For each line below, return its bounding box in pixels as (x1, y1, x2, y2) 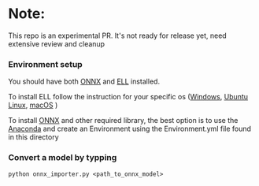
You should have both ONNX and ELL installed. (8, 76, 160, 87)
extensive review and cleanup (8, 39, 105, 48)
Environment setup (8, 58, 83, 69)
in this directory (8, 132, 59, 142)
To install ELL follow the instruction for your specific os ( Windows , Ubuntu (8, 92, 249, 102)
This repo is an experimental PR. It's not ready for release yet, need (8, 31, 227, 40)
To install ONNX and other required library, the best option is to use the (8, 116, 239, 125)
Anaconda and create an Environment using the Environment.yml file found (8, 124, 252, 134)
